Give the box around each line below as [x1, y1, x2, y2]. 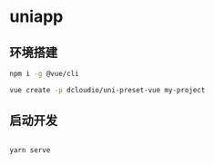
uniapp [9, 6, 64, 27]
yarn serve [9, 145, 51, 155]
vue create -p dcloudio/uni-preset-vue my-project [9, 85, 206, 94]
